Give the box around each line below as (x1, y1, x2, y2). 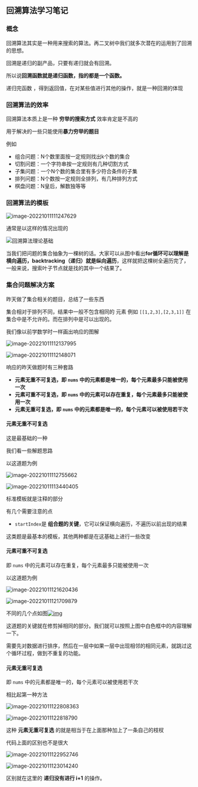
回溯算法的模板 (6, 199, 49, 207)
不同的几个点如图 (6, 610, 48, 617)
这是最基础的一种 (6, 434, 48, 442)
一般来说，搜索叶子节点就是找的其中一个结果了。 (6, 265, 125, 272)
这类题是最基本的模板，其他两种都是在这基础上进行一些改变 (6, 533, 151, 540)
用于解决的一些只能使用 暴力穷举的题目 (6, 128, 99, 135)
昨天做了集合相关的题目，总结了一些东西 (6, 295, 104, 303)
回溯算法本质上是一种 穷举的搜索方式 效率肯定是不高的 (6, 115, 138, 122)
